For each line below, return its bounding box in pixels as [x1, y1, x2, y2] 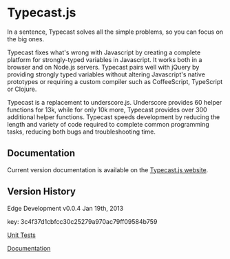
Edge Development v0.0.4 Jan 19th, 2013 [7, 204, 124, 212]
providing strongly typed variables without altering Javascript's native [7, 70, 205, 79]
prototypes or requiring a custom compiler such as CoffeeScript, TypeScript [7, 77, 223, 85]
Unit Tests [7, 231, 36, 239]
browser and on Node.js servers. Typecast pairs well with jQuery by [7, 63, 200, 71]
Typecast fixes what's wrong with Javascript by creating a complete [7, 48, 201, 56]
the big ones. [7, 34, 45, 43]
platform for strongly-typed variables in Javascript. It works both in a [7, 55, 202, 63]
